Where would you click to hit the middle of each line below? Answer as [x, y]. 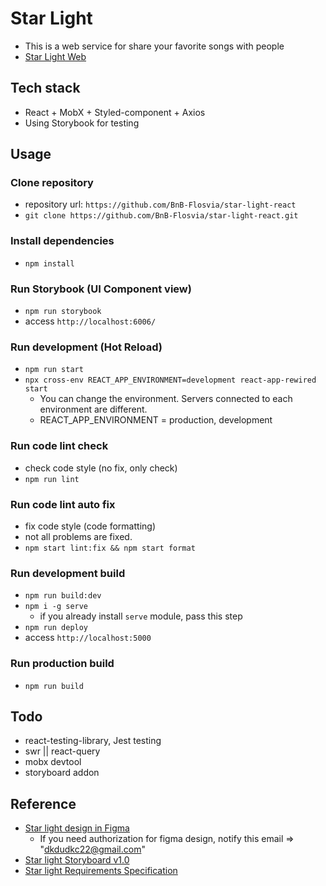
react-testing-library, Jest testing [93, 741]
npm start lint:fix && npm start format [110, 548]
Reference [43, 803]
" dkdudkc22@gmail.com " [92, 849]
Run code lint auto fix [63, 504]
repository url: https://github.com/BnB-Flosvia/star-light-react [160, 204]
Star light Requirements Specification [101, 871]
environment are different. [93, 409]
